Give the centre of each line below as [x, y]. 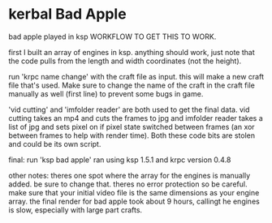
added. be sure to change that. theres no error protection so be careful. [128, 184]
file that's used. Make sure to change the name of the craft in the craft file [132, 85]
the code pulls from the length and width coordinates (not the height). [125, 61]
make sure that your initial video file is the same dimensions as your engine [134, 192]
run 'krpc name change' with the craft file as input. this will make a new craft [136, 76]
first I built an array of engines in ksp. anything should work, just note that [132, 52]
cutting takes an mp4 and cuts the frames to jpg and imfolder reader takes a [136, 118]
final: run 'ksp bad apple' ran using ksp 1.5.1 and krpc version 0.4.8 [120, 160]
